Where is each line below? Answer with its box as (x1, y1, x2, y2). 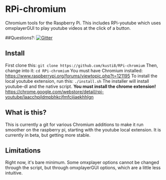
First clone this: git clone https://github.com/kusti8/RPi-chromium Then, (5, 62, 158, 68)
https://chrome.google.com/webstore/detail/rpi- (5, 88, 104, 95)
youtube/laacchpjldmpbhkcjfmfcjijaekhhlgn (5, 94, 94, 100)
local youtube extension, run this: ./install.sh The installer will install (5, 78, 150, 84)
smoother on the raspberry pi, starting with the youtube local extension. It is (5, 126, 161, 132)
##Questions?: (5, 35, 35, 41)
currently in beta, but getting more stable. (5, 132, 91, 138)
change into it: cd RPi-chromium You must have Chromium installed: (5, 67, 143, 73)
